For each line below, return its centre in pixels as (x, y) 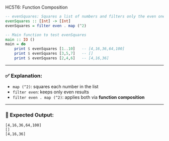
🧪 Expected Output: (30, 115)
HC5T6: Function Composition (36, 7)
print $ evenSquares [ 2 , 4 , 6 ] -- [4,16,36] (62, 58)
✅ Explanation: (24, 76)
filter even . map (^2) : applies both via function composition (78, 97)
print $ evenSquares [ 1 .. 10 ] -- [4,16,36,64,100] (69, 49)
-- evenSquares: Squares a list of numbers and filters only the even (81, 17)
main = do (16, 44)
